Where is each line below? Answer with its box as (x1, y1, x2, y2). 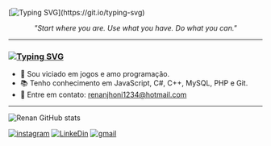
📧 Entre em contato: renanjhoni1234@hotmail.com (19, 90, 187, 100)
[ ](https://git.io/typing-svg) (8, 8, 145, 17)
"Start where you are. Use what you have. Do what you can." (33, 23, 238, 32)
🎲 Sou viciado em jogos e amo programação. (19, 69, 170, 79)
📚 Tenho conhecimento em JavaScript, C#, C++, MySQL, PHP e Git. (19, 78, 248, 88)
